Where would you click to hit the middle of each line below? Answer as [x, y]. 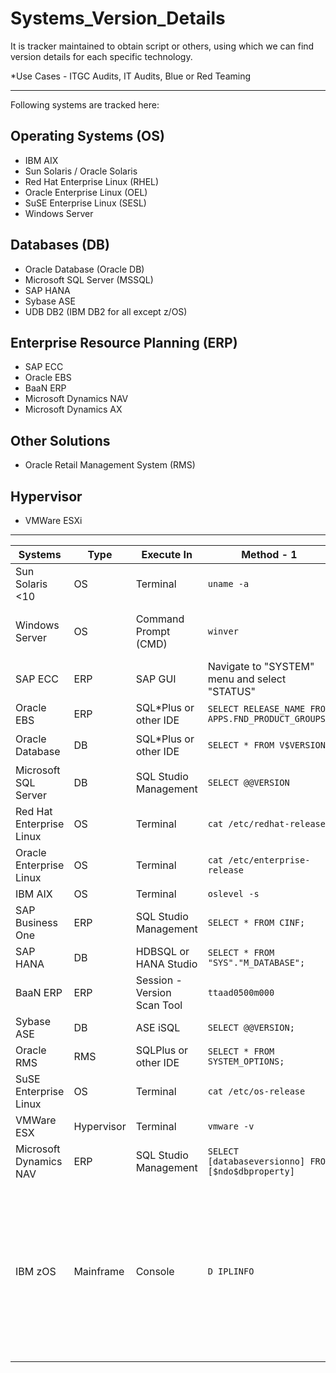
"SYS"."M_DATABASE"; [256, 962]
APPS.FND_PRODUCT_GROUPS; [269, 718]
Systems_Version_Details [118, 18]
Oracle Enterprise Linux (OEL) [86, 192]
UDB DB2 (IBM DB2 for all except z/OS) [106, 311]
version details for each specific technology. [101, 56]
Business [36, 922]
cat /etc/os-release [256, 1091]
